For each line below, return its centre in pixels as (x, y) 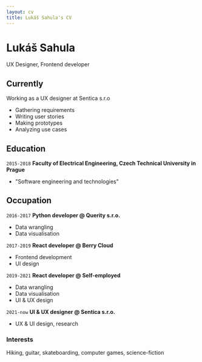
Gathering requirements (45, 110)
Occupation (29, 200)
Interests (20, 339)
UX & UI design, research (47, 324)
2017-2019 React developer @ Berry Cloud (60, 245)
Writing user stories (40, 117)
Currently (25, 84)
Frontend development (43, 257)
